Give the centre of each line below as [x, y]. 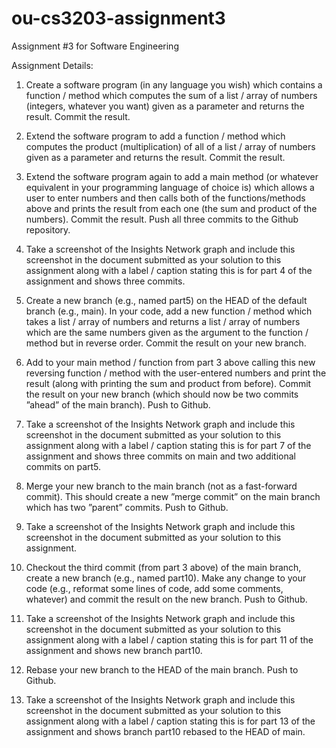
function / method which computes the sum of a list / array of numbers [171, 95]
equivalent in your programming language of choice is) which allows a [170, 187]
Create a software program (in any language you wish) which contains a [174, 84]
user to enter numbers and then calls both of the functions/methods [165, 198]
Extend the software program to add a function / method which [155, 136]
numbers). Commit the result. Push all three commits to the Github [162, 219]
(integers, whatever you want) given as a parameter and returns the [165, 106]
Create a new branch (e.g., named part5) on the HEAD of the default [166, 300]
